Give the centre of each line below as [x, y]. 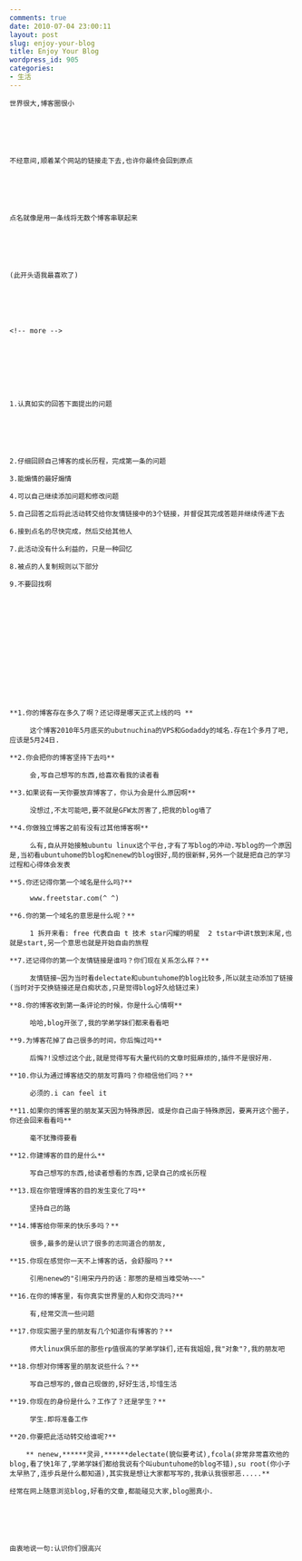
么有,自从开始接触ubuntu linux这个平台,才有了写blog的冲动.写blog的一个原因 [161, 845]
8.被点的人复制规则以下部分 [54, 566]
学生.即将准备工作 [59, 1419]
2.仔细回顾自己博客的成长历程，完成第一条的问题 [88, 461]
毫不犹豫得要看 [54, 1138]
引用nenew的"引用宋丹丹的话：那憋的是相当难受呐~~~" [117, 1278]
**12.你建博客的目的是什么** [58, 1156]
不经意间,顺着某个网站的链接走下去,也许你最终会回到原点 [101, 161]
